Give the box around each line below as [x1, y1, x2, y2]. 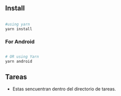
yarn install [5, 26, 32, 32]
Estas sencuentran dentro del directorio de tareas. [12, 86, 116, 92]
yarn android [5, 59, 32, 64]
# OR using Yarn [5, 54, 39, 59]
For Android [5, 38, 35, 45]
